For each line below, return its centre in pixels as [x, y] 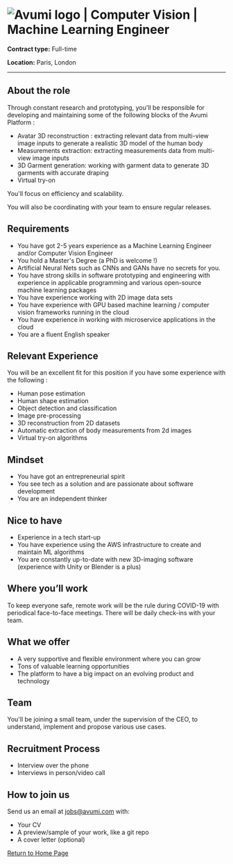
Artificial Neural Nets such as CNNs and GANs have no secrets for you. [119, 268]
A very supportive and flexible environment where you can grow [109, 659]
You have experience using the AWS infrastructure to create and [109, 545]
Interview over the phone [53, 765]
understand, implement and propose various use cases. [87, 727]
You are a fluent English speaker [63, 334]
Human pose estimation [51, 393]
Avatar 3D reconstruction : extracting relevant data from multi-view [113, 136]
